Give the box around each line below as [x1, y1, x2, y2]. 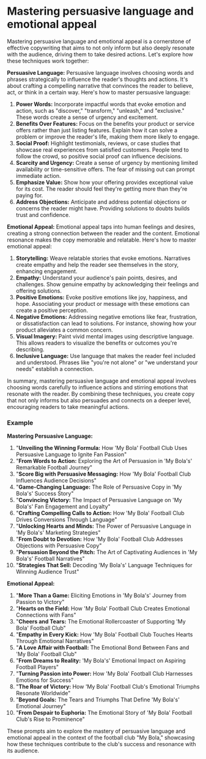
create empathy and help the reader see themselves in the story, [15, 261, 179, 268]
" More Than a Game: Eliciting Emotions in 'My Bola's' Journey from [15, 592, 187, 599]
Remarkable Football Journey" [15, 464, 93, 471]
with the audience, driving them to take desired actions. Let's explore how [7, 50, 193, 58]
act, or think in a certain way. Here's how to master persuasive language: [7, 88, 191, 96]
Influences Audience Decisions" [15, 477, 97, 484]
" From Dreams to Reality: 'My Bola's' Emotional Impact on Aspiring [15, 657, 186, 665]
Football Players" [15, 663, 59, 671]
